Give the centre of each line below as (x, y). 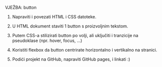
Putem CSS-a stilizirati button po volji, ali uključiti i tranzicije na (75, 35)
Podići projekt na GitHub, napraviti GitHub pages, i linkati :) (71, 59)
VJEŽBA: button (21, 7)
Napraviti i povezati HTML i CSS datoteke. (54, 17)
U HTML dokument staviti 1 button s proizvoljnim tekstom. (70, 26)
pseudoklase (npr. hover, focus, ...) (47, 40)
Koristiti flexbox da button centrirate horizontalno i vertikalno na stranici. (85, 50)
